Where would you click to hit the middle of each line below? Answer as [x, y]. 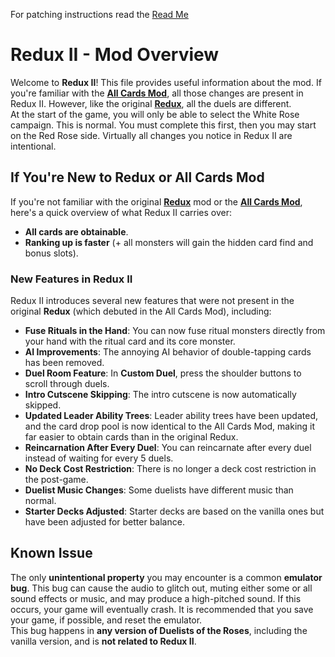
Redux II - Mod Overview [115, 55]
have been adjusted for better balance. [104, 522]
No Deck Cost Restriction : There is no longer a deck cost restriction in [170, 469]
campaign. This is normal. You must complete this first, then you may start [163, 125]
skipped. [43, 405]
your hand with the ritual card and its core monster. [130, 341]
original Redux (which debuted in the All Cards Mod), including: [141, 311]
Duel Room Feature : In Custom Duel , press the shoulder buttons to [163, 373]
